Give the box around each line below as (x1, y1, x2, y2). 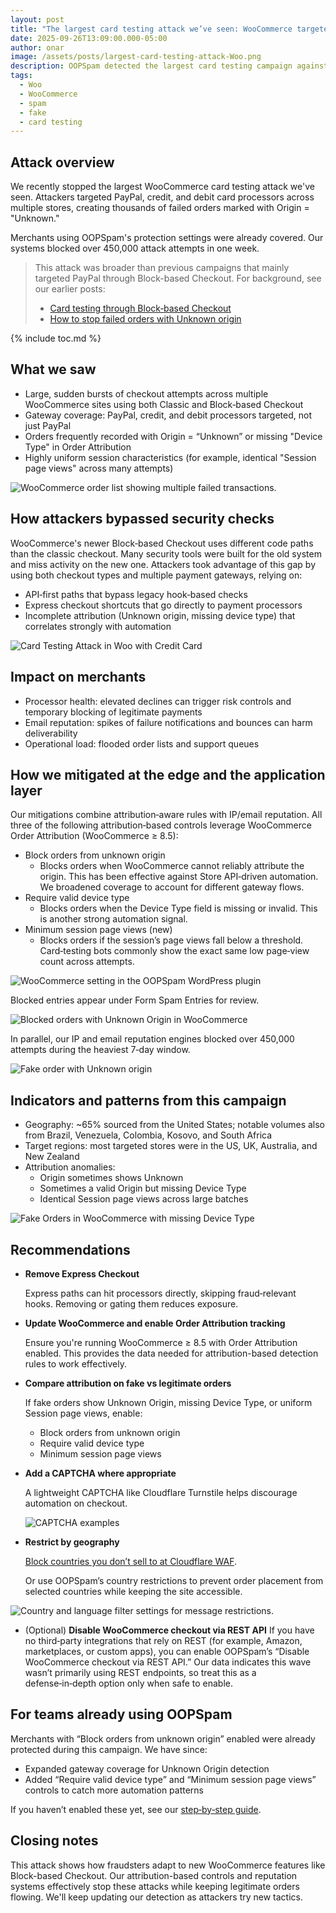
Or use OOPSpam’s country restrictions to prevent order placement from (24, 1574, 324, 1586)
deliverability (24, 727, 78, 739)
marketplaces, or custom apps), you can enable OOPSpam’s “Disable (24, 1645, 310, 1657)
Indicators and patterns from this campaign (10, 1092, 287, 1109)
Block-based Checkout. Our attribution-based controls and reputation (10, 1869, 298, 1881)
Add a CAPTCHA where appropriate (24, 1467, 177, 1479)
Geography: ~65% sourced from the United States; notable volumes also (24, 1119, 326, 1131)
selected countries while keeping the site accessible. (24, 1585, 243, 1597)
